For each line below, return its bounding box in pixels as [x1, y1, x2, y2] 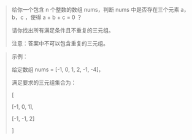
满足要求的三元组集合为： [11, 79, 77, 86]
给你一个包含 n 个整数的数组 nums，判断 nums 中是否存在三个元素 [11, 6, 180, 13]
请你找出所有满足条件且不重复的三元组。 [11, 27, 114, 34]
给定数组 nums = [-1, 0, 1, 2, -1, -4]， [11, 66, 104, 73]
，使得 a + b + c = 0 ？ [25, 14, 82, 21]
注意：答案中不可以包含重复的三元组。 [11, 40, 109, 47]
